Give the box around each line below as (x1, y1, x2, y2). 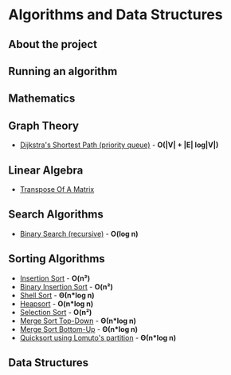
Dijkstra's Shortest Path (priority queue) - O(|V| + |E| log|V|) (19, 140, 219, 150)
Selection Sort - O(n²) (19, 307, 92, 317)
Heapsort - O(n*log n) (19, 298, 94, 309)
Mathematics (8, 92, 76, 106)
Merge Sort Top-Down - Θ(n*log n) (19, 316, 137, 325)
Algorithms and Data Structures (8, 6, 223, 24)
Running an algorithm (8, 64, 118, 78)
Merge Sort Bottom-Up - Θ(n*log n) (19, 324, 138, 333)
